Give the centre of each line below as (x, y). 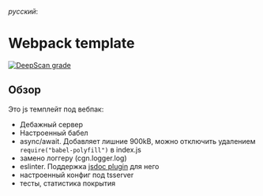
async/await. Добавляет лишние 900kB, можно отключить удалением (137, 141)
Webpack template (71, 43)
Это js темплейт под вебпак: (56, 109)
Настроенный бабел (54, 133)
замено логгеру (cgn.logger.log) (73, 158)
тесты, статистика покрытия (68, 183)
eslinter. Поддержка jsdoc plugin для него (89, 166)
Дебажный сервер (51, 124)
